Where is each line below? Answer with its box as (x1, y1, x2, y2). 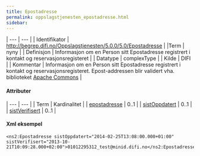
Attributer (6, 87, 32, 94)
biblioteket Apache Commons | (6, 74, 82, 81)
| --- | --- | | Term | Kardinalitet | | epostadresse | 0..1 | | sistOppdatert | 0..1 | (6, 100, 192, 107)
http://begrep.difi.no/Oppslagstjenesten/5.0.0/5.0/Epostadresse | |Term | (6, 42, 185, 49)
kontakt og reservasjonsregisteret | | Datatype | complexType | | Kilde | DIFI (6, 55, 191, 62)
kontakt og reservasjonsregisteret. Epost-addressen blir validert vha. (6, 68, 175, 75)
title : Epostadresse (6, 8, 58, 15)
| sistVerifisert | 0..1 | (6, 107, 57, 114)
